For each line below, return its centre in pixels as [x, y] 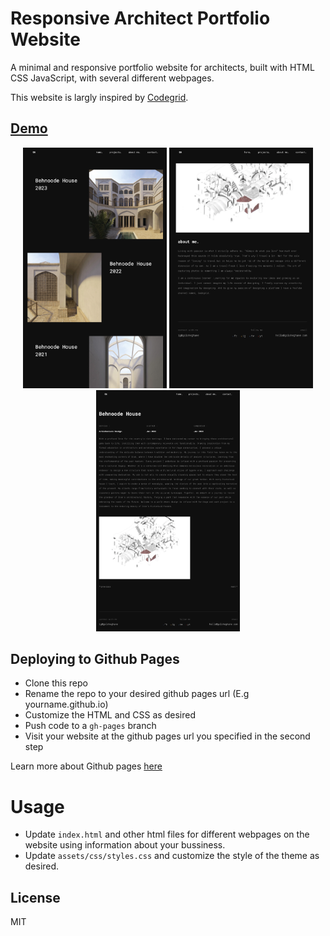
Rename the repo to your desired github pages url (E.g [137, 694]
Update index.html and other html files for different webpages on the [167, 834]
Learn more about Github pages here [86, 766]
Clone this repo [56, 683]
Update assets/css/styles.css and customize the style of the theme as [172, 856]
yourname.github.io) [66, 704]
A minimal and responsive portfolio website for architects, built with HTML [162, 67]
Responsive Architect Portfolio [140, 18]
